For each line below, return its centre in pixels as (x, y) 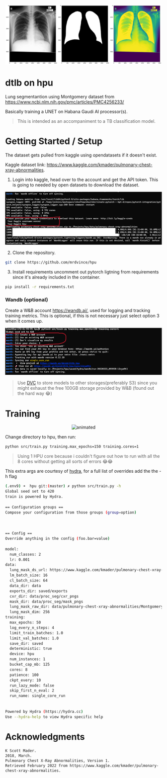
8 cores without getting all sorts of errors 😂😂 (65, 461)
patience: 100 (24, 675)
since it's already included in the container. (56, 277)
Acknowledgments (45, 736)
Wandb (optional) (27, 300)
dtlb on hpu (29, 83)
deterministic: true (31, 649)
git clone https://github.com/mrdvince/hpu (51, 262)
